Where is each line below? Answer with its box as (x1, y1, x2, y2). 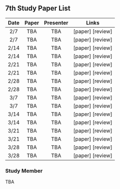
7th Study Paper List (5, 4, 71, 13)
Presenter (44, 19, 68, 26)
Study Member (5, 167, 43, 174)
